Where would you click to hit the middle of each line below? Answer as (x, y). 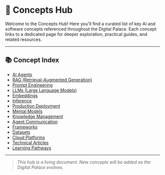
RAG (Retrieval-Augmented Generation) (52, 80)
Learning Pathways (32, 148)
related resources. (24, 39)
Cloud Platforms (28, 137)
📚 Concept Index (32, 60)
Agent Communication (35, 122)
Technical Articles (30, 142)
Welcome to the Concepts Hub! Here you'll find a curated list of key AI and (80, 24)
